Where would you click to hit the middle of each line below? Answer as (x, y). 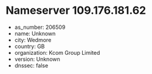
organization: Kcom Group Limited (57, 52)
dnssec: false (31, 65)
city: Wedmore (33, 40)
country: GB (29, 46)
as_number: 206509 (40, 27)
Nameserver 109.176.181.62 (76, 11)
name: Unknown (35, 33)
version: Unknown (37, 59)
